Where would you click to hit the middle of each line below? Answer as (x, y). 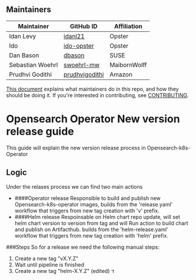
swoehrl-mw (82, 65)
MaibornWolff (128, 65)
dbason (74, 55)
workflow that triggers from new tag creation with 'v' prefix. (87, 211)
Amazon (121, 74)
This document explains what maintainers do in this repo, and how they (92, 89)
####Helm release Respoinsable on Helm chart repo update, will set (97, 216)
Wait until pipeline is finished (49, 265)
